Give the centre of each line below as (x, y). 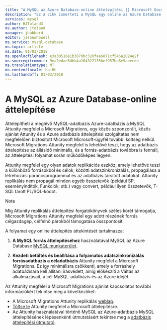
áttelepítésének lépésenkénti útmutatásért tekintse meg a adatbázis (82, 317)
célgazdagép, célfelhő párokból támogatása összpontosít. (65, 221)
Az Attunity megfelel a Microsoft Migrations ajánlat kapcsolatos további (78, 286)
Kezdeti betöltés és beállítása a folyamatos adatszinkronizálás (78, 255)
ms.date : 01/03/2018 (27, 51)
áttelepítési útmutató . (34, 322)
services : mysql (22, 19)
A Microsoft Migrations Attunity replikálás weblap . (63, 301)
